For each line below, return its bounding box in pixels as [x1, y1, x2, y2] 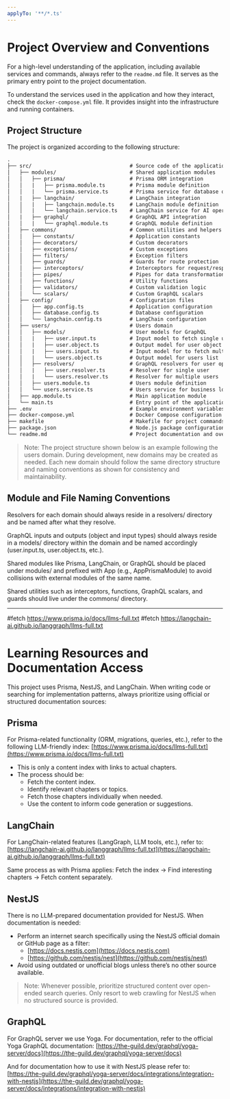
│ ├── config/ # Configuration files [7, 297, 194, 304]
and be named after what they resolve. [7, 518, 116, 526]
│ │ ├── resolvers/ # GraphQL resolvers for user [7, 361, 216, 367]
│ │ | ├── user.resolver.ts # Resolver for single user [7, 367, 210, 374]
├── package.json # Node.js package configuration [7, 424, 225, 431]
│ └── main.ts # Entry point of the [7, 399, 192, 406]
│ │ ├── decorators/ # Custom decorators [7, 239, 188, 246]
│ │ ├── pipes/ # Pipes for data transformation [7, 271, 225, 278]
